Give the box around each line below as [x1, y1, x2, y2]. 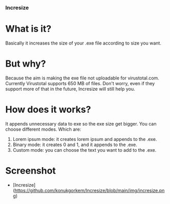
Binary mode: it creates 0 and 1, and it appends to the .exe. [12, 141, 138, 148]
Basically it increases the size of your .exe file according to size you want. [5, 40, 162, 46]
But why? [5, 58, 46, 70]
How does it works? [5, 104, 91, 115]
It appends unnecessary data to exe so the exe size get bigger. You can [5, 120, 157, 127]
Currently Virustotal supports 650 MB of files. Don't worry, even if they [5, 80, 155, 86]
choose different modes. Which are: [5, 126, 81, 132]
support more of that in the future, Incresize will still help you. [5, 86, 135, 92]
